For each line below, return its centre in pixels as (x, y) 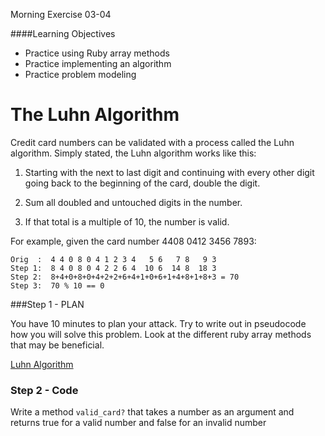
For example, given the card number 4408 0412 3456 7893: (133, 241)
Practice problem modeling (80, 74)
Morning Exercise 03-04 (61, 14)
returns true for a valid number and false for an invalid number (138, 423)
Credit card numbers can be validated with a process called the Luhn (152, 142)
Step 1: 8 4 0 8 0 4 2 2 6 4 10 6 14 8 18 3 (113, 268)
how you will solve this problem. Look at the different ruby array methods (161, 334)
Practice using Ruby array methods (97, 53)
